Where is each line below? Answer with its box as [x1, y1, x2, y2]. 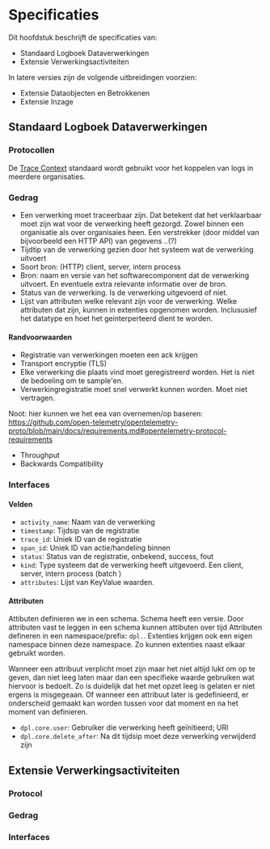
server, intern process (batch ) [19, 569, 122, 578]
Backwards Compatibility [19, 459, 103, 469]
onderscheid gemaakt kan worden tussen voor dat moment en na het [8, 698, 238, 708]
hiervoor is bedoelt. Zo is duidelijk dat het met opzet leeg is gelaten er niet [8, 681, 255, 691]
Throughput [19, 450, 61, 460]
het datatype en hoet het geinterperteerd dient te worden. [19, 314, 213, 323]
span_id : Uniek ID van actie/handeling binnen [19, 543, 171, 552]
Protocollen [8, 144, 55, 156]
